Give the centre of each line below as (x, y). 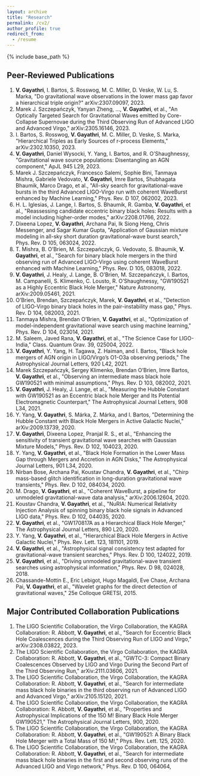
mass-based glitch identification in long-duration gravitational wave (99, 478)
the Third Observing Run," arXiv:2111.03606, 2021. (77, 671)
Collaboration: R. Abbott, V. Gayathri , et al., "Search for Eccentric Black (103, 632)
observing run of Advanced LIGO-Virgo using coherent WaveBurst (97, 262)
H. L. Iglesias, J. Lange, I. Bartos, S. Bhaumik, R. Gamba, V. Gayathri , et (103, 204)
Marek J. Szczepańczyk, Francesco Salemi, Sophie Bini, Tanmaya (96, 173)
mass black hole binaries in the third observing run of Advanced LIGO (101, 690)
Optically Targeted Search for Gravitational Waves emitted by (90, 115)
